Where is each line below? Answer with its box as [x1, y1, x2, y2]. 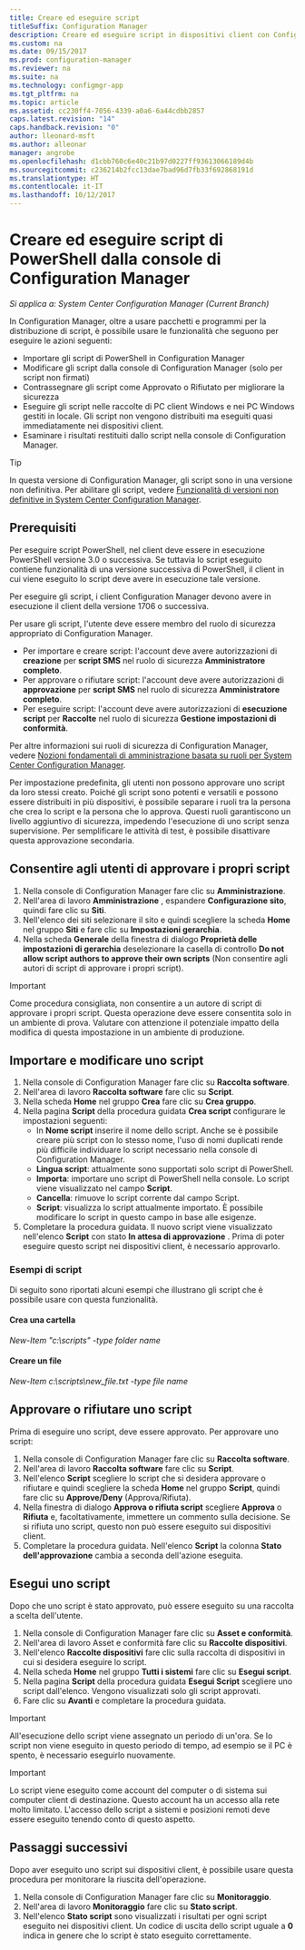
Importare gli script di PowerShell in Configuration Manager [22, 352, 245, 363]
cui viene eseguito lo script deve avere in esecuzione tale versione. [9, 573, 261, 584]
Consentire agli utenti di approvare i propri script [9, 862, 290, 877]
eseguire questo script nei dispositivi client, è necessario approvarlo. [22, 1241, 280, 1252]
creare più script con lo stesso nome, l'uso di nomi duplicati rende [35, 1135, 283, 1146]
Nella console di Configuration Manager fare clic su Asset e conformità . [22, 1627, 293, 1639]
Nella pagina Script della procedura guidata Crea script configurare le [22, 1106, 286, 1117]
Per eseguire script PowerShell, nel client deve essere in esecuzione [9, 544, 265, 555]
